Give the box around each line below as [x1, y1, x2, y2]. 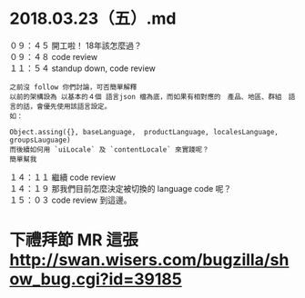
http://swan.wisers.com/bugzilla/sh [9, 250, 290, 271]
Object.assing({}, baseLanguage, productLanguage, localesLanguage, [9, 127, 280, 136]
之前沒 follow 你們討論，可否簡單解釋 [9, 83, 137, 92]
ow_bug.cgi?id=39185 [9, 269, 182, 290]
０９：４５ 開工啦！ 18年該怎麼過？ [9, 40, 143, 51]
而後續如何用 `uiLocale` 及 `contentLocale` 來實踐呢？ [9, 144, 209, 154]
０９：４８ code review [9, 51, 98, 62]
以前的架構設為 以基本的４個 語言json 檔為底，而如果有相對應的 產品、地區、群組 [9, 92, 282, 101]
